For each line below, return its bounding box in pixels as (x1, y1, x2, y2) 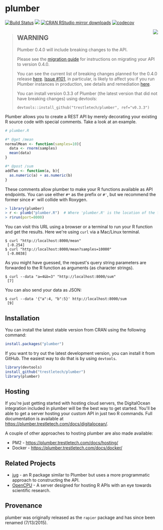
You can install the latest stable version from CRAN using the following (5, 327, 146, 332)
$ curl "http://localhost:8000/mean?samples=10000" (5, 247, 112, 252)
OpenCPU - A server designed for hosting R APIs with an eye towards (12, 482, 152, 488)
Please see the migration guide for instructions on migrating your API (16, 56, 155, 62)
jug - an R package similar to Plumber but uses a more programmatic (12, 472, 150, 478)
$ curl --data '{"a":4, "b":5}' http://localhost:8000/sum (5, 296, 127, 302)
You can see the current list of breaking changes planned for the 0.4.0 (16, 71, 158, 76)
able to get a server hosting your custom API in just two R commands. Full (5, 411, 153, 417)
